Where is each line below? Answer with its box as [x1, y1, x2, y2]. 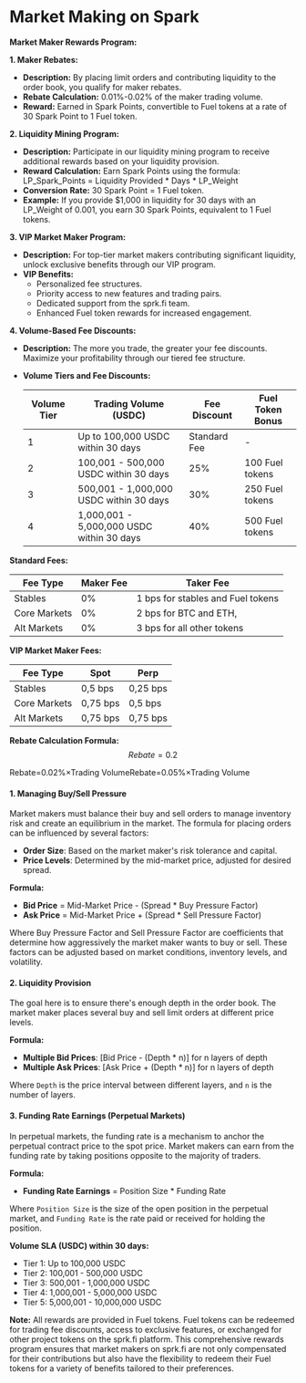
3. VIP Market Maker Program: [9, 231, 127, 243]
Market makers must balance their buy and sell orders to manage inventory [9, 808, 291, 819]
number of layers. [9, 1089, 76, 1100]
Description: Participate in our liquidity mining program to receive [22, 146, 270, 157]
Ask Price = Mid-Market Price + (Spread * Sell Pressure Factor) [22, 910, 262, 920]
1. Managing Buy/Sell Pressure [9, 787, 127, 799]
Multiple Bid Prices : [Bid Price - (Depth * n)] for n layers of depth [22, 1052, 269, 1064]
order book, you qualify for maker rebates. [22, 81, 182, 92]
